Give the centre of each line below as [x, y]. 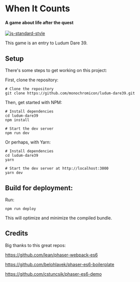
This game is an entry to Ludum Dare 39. [46, 43]
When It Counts [38, 9]
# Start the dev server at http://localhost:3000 [57, 169]
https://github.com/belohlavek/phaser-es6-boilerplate [60, 264]
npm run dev [17, 133]
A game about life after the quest [39, 22]
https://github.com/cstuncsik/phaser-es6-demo [54, 274]
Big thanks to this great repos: [36, 245]
